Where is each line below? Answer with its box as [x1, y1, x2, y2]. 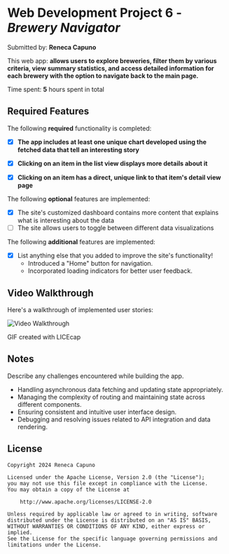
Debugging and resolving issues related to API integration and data [17, 415, 211, 424]
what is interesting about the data [17, 216, 114, 224]
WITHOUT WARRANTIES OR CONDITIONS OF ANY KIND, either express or [7, 522, 205, 530]
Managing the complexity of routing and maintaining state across [17, 393, 205, 401]
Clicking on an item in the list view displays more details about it [17, 159, 208, 168]
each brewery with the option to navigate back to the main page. [7, 72, 199, 80]
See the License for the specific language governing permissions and [7, 535, 218, 542]
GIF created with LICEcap [7, 332, 81, 341]
